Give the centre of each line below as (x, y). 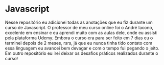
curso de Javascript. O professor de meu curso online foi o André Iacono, (79, 27)
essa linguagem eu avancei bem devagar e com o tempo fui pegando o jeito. (82, 48)
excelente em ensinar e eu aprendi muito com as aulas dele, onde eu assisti (81, 32)
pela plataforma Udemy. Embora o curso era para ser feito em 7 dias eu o (79, 38)
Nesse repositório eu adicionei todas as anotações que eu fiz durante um (79, 22)
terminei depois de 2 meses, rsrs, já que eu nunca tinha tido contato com (79, 43)
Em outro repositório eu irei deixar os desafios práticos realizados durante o (82, 53)
